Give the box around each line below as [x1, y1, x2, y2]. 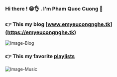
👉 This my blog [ [5, 20, 48, 27]
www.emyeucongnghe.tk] [47, 20, 113, 27]
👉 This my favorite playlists [5, 53, 75, 60]
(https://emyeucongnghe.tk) [5, 29, 76, 36]
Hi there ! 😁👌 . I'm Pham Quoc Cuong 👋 [5, 5, 103, 12]
